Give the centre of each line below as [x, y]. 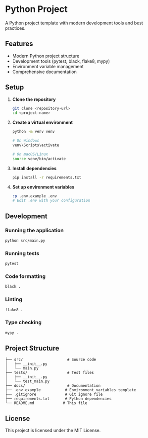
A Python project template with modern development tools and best [74, 23]
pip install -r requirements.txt [47, 177]
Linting [14, 299]
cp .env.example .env [34, 196]
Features [19, 44]
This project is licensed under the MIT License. [53, 431]
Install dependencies [34, 168]
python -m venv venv [33, 132]
